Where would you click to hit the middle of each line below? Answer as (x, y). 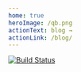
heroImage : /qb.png (40, 23)
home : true (26, 15)
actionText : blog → (40, 30)
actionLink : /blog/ (40, 38)
